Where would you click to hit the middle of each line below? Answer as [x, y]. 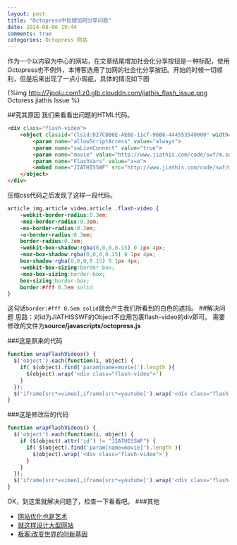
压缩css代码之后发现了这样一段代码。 [62, 195]
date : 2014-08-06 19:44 [42, 27]
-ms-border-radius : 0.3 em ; [58, 228]
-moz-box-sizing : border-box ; [63, 274]
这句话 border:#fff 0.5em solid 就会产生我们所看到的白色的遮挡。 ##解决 [114, 309]
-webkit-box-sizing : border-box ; [67, 268]
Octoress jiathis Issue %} [44, 100]
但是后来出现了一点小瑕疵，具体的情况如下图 [84, 79]
